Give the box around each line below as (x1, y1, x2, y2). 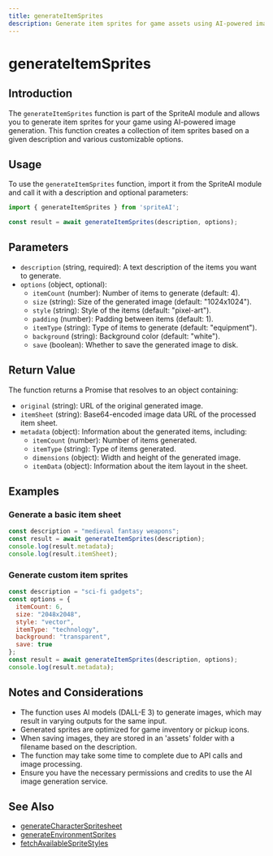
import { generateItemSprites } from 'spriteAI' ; (8, 204, 180, 212)
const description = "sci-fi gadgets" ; (8, 588, 144, 596)
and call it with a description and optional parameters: (8, 188, 188, 197)
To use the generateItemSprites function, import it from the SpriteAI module (8, 179, 262, 189)
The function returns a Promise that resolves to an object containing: (8, 385, 238, 395)
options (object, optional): (19, 279, 107, 289)
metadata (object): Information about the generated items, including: (19, 426, 248, 436)
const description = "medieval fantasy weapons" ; (8, 527, 180, 536)
